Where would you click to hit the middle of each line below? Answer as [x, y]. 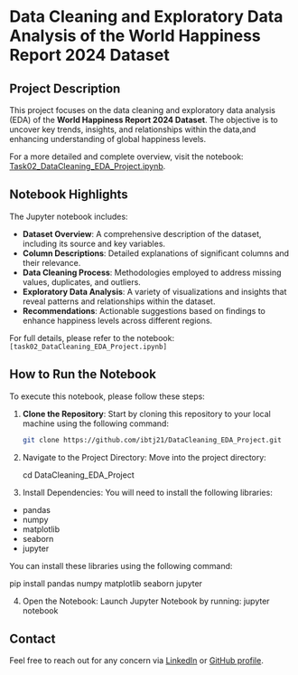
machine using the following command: [96, 423]
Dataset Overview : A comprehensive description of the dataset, [142, 233]
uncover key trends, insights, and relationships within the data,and [133, 129]
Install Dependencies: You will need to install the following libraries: [147, 492]
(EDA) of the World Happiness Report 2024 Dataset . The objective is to [144, 120]
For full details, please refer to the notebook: [92, 337]
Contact [33, 638]
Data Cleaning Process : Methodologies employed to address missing [152, 272]
